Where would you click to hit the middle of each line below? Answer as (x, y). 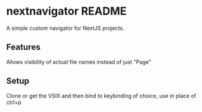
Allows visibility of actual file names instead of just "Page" (79, 61)
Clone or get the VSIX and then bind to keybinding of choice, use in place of (101, 96)
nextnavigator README (66, 11)
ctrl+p (14, 102)
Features (23, 47)
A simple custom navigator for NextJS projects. (65, 28)
